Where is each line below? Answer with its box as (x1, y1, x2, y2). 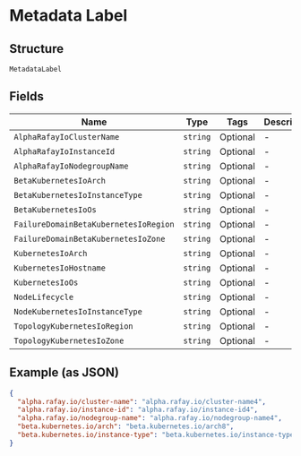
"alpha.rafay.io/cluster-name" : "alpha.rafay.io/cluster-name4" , (17, 397, 267, 406)
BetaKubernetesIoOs (13, 204, 97, 215)
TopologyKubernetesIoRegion (13, 321, 133, 331)
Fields (9, 89, 45, 104)
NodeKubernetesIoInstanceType (13, 306, 143, 316)
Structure (9, 41, 64, 56)
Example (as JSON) (9, 365, 119, 381)
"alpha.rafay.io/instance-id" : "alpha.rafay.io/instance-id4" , (17, 405, 258, 415)
